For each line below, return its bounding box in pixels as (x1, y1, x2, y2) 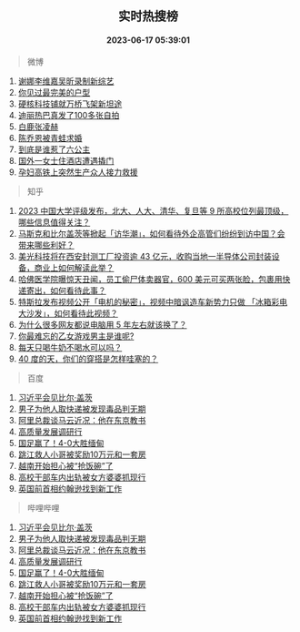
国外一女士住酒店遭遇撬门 (17, 155, 115, 166)
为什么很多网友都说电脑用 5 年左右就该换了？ (17, 319, 187, 330)
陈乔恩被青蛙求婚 (17, 132, 83, 143)
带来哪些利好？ (17, 240, 75, 250)
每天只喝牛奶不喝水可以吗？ (17, 341, 123, 352)
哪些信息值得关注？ (17, 217, 91, 228)
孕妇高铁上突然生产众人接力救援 (17, 167, 138, 178)
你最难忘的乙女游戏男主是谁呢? (17, 331, 135, 341)
